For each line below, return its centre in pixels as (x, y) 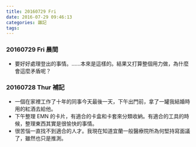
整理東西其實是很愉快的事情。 (61, 123)
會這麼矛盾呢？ (33, 71)
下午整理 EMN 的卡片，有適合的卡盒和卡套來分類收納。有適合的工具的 (99, 116)
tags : (13, 28)
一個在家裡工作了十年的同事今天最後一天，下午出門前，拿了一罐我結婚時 (102, 101)
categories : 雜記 (26, 22)
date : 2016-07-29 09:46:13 (39, 17)
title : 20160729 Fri (31, 11)
